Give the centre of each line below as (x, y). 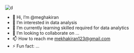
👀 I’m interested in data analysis (45, 23)
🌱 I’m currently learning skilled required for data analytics (71, 28)
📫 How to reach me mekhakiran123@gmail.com (61, 39)
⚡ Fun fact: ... (26, 46)
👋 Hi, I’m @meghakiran (36, 17)
